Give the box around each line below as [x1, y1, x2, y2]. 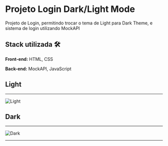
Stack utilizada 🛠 [5, 40, 61, 49]
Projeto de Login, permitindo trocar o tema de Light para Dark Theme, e [5, 20, 153, 26]
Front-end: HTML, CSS [5, 56, 53, 62]
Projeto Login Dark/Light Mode [5, 3, 135, 15]
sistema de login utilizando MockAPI [5, 25, 80, 31]
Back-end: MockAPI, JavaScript [5, 66, 71, 72]
